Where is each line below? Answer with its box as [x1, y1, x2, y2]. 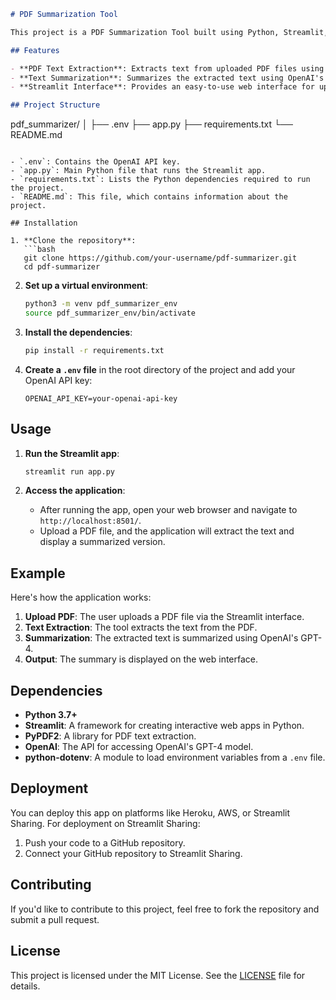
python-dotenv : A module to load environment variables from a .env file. [24, 751, 326, 764]
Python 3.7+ [24, 709, 78, 721]
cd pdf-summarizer [23, 262, 101, 272]
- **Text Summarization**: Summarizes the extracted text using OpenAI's [10, 73, 325, 83]
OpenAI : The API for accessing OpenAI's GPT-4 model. [24, 741, 254, 753]
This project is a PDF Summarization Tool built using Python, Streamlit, [10, 27, 329, 37]
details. [10, 980, 41, 992]
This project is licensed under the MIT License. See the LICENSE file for [10, 969, 306, 981]
